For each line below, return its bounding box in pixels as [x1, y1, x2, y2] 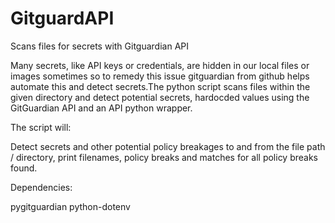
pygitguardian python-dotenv [10, 200, 131, 212]
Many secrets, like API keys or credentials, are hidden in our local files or [10, 59, 310, 71]
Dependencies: [10, 181, 73, 193]
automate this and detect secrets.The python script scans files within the [10, 80, 311, 92]
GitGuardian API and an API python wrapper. [10, 102, 193, 114]
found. [10, 162, 38, 174]
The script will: [10, 121, 72, 133]
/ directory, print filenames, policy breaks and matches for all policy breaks [10, 151, 319, 163]
